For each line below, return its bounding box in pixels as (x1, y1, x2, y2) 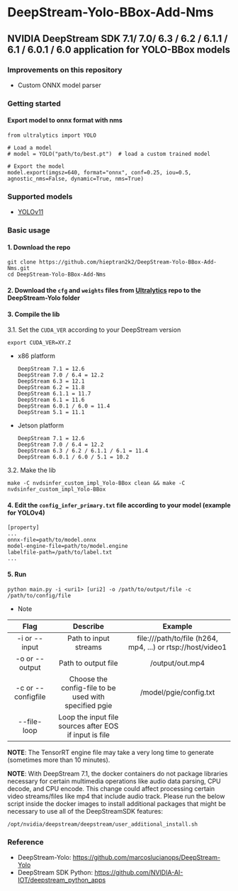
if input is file (67, 729, 110, 739)
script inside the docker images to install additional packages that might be (7, 799, 227, 808)
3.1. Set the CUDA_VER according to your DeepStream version (7, 325, 181, 334)
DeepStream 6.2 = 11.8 (17, 384, 85, 391)
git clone (7, 259, 37, 266)
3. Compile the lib (7, 310, 60, 318)
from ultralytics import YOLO (7, 132, 97, 139)
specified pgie (64, 700, 113, 710)
